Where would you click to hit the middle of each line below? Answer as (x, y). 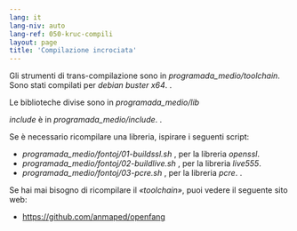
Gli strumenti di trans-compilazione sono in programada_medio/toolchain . (144, 76)
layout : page (33, 42)
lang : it (25, 17)
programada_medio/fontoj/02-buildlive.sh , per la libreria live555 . (142, 163)
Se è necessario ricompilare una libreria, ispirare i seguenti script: (129, 137)
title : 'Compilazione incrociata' (73, 51)
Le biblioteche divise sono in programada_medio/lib (104, 102)
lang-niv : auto (37, 26)
